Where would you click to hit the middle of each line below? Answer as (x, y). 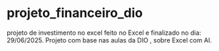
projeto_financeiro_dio (75, 13)
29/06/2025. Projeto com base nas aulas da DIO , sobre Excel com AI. (109, 40)
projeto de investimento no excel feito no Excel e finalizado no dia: (104, 33)
